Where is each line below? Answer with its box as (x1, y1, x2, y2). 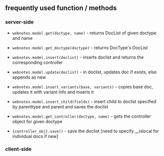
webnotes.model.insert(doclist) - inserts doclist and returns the (12, 54, 144, 60)
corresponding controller (12, 59, 63, 65)
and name (12, 35, 33, 41)
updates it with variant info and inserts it (12, 89, 94, 95)
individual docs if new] (12, 133, 59, 139)
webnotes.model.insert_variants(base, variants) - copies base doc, (12, 84, 154, 90)
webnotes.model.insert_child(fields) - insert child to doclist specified (12, 98, 157, 104)
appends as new (12, 74, 46, 80)
